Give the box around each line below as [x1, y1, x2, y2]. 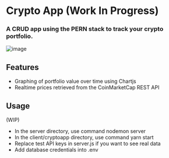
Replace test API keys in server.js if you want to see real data [14, 140, 161, 147]
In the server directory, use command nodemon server [14, 128, 146, 135]
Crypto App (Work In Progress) [6, 4, 159, 17]
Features [6, 62, 39, 72]
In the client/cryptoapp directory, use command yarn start [14, 134, 154, 141]
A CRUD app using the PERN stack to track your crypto [6, 25, 164, 33]
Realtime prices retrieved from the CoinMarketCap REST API [14, 84, 160, 91]
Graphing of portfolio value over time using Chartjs [14, 78, 136, 85]
